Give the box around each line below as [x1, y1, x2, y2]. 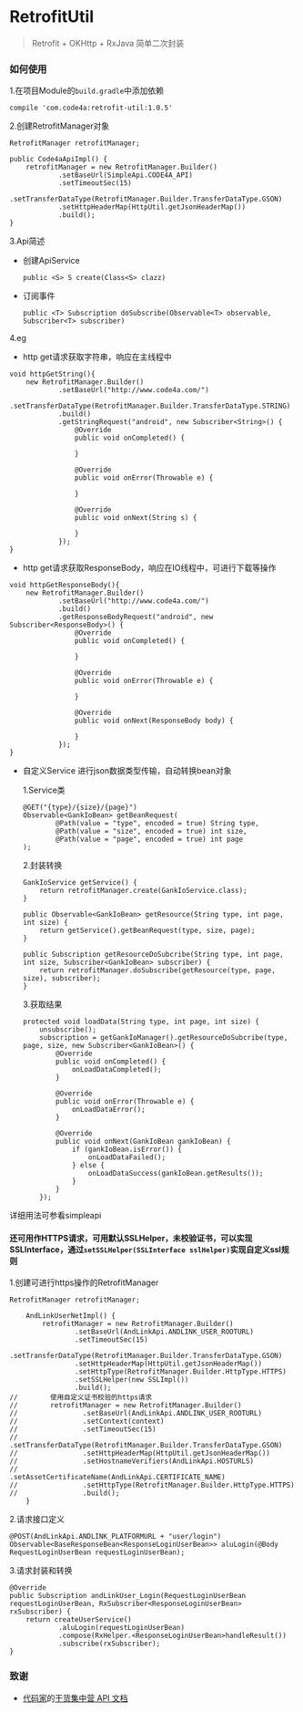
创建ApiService [22, 255, 80, 266]
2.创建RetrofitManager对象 [9, 120, 110, 131]
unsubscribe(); [39, 1025, 97, 1034]
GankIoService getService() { [22, 878, 138, 887]
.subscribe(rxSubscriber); [57, 1639, 161, 1648]
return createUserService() [25, 1615, 132, 1624]
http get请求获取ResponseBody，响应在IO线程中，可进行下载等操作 [22, 563, 277, 574]
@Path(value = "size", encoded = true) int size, [56, 827, 247, 836]
